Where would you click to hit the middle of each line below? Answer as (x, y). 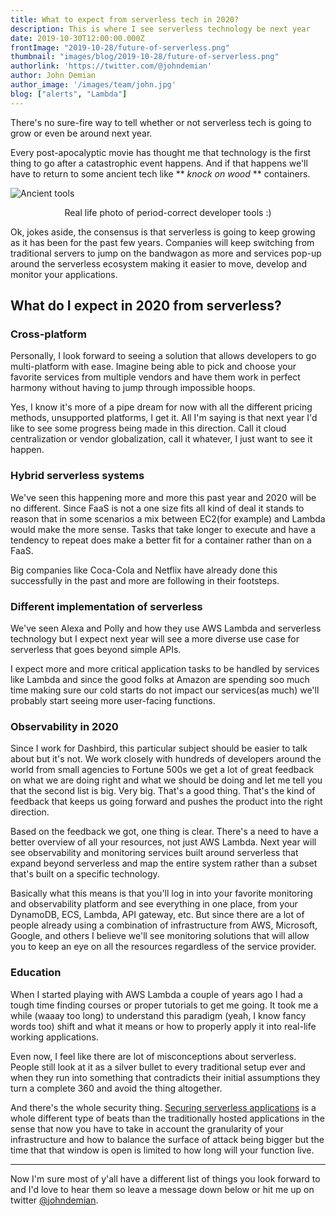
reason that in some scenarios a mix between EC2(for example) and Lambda (168, 518)
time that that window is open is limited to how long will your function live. (162, 1150)
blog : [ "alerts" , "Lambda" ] (69, 94)
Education (36, 973)
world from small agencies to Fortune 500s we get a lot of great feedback (162, 770)
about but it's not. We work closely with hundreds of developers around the (166, 759)
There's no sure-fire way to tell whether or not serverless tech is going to (161, 122)
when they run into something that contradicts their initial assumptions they (165, 1077)
